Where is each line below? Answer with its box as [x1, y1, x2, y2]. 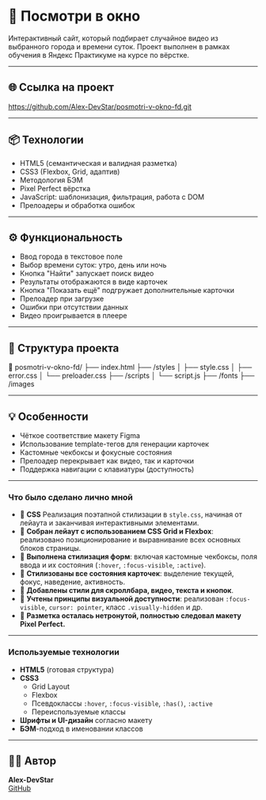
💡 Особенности [8, 410, 89, 423]
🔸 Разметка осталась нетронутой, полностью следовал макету [19, 611, 241, 621]
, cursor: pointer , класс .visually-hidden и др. [44, 602, 203, 612]
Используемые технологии [8, 647, 120, 658]
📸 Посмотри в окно [8, 7, 141, 25]
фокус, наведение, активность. [19, 577, 125, 587]
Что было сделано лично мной [8, 491, 133, 502]
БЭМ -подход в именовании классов [19, 724, 144, 733]
